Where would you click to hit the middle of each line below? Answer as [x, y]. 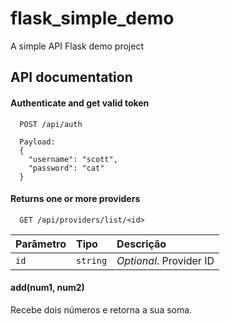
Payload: [37, 142]
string [91, 260]
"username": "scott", [73, 159]
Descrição [141, 244]
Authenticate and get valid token [80, 103]
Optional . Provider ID [165, 260]
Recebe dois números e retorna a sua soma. [101, 309]
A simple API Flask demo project [77, 46]
